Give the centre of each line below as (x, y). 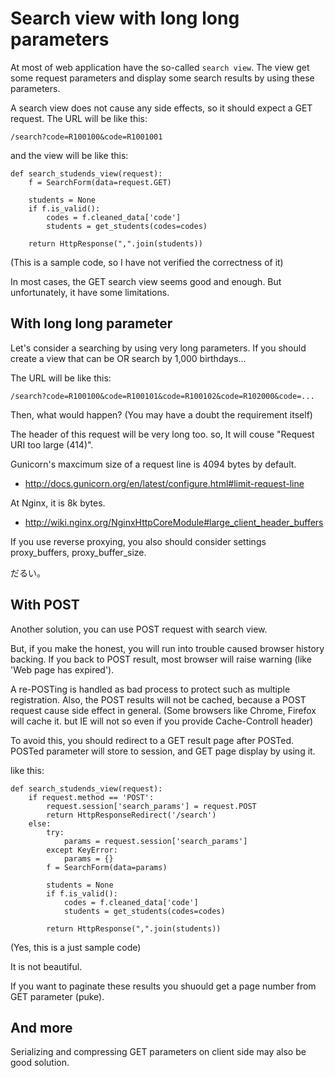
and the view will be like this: (69, 155)
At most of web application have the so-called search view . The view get (160, 67)
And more (41, 1027)
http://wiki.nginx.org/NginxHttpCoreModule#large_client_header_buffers (174, 522)
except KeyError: (82, 850)
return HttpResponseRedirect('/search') (131, 815)
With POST (45, 605)
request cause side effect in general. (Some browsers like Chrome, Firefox (163, 710)
